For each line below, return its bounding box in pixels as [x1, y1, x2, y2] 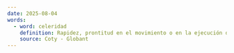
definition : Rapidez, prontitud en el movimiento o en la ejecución [19, 29, 223, 36]
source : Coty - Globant [19, 36, 89, 43]
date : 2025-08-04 [7, 10, 58, 17]
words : [7, 17, 26, 23]
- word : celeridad [13, 23, 68, 30]
